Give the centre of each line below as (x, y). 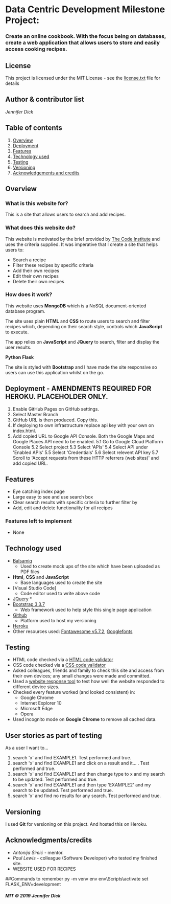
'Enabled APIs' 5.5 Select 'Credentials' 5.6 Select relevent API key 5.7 (86, 452)
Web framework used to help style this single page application (86, 609)
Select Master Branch (35, 414)
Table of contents (34, 128)
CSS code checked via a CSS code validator (59, 665)
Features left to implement (39, 521)
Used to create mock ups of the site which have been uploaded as (90, 566)
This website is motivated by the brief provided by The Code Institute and (82, 239)
